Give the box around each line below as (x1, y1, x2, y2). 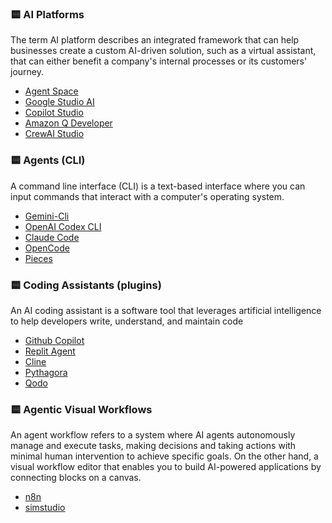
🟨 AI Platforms (10, 7, 85, 21)
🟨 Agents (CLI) (10, 153, 86, 167)
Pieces (24, 252, 53, 264)
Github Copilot (24, 334, 85, 346)
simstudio (24, 502, 66, 514)
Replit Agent (24, 345, 76, 357)
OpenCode (24, 242, 70, 254)
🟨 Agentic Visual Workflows (10, 402, 153, 416)
